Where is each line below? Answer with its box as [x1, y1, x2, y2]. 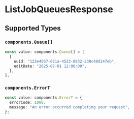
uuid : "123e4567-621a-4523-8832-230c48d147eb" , [14, 58, 116, 64]
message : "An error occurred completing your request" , [9, 105, 130, 110]
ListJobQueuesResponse [5, 4, 114, 15]
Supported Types [5, 24, 61, 33]
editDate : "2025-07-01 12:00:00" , [14, 64, 87, 69]
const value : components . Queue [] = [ [5, 49, 85, 54]
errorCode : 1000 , [9, 100, 46, 105]
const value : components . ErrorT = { [5, 95, 82, 100]
